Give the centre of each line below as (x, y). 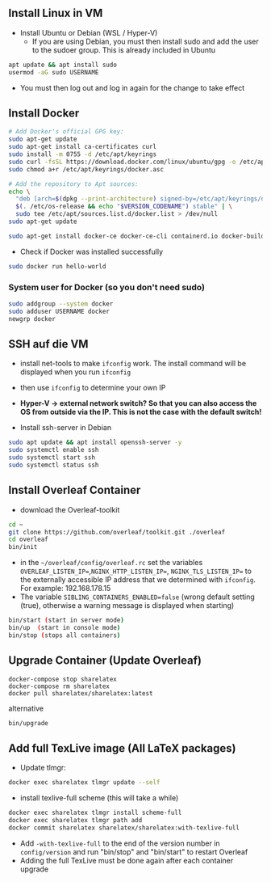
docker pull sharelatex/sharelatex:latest (81, 693)
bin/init (23, 547)
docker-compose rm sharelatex (59, 686)
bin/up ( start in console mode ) (65, 628)
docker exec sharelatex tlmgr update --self (84, 783)
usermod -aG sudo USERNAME (54, 72)
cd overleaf (28, 540)
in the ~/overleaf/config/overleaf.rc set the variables (111, 563)
